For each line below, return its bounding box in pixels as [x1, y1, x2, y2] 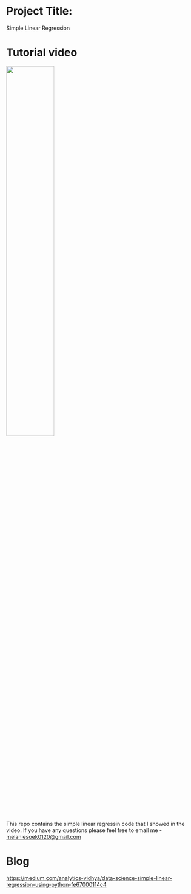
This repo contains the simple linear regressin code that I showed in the [6, 821, 185, 828]
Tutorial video [6, 46, 78, 59]
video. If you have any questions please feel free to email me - [6, 827, 163, 834]
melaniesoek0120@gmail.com [6, 833, 81, 841]
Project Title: [6, 4, 73, 18]
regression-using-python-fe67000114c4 [6, 881, 107, 888]
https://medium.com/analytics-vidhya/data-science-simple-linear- [6, 875, 173, 881]
